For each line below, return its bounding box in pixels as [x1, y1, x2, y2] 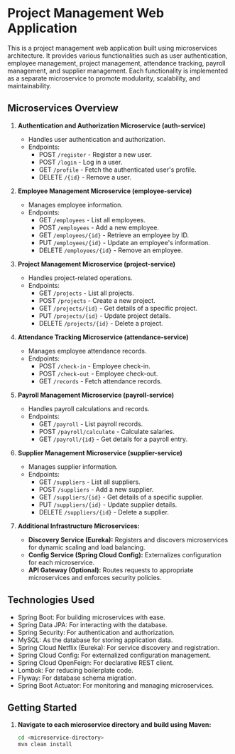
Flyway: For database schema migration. [17, 673, 137, 682]
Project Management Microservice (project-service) [17, 259, 176, 268]
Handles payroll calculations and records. [28, 404, 151, 413]
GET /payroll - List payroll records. [38, 419, 143, 428]
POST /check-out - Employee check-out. [38, 369, 158, 378]
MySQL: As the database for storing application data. [17, 636, 173, 644]
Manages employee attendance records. [28, 346, 147, 355]
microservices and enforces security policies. [28, 573, 162, 582]
